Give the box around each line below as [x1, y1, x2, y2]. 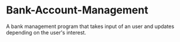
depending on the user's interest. [6, 29, 87, 36]
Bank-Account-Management [6, 3, 148, 17]
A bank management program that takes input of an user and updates [6, 23, 175, 30]
